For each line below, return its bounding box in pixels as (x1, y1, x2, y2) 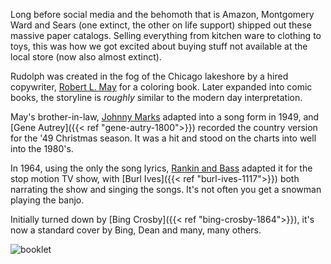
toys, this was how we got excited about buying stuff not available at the (10, 40, 308, 52)
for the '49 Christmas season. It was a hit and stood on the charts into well (10, 132, 317, 144)
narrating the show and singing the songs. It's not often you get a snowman (10, 184, 322, 195)
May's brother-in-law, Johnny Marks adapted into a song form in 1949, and (10, 111, 320, 123)
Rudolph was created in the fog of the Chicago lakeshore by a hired (10, 70, 289, 82)
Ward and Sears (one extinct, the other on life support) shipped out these (10, 19, 312, 31)
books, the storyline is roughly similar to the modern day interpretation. (10, 92, 303, 103)
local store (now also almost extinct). (10, 51, 162, 63)
